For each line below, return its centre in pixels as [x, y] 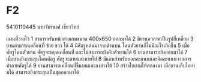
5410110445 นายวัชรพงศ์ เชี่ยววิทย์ [43, 27]
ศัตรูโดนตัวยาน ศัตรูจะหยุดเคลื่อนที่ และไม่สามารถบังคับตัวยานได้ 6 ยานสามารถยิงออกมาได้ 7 [97, 52]
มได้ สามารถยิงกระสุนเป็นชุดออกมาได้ [43, 72]
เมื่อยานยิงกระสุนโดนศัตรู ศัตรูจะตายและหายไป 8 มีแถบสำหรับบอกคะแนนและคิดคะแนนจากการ [99, 59]
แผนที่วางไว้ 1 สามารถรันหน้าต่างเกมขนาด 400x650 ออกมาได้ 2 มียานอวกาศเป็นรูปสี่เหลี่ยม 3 [100, 39]
